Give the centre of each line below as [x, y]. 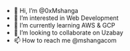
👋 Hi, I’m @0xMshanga [46, 11]
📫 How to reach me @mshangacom [65, 40]
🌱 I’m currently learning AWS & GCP [64, 25]
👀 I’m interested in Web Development [66, 18]
